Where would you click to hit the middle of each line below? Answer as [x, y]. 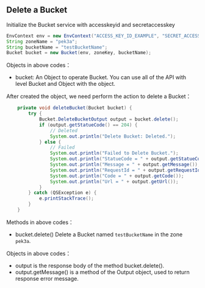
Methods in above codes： [40, 222]
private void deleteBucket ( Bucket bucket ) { [75, 108]
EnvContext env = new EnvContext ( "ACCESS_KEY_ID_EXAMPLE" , [83, 36]
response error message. [47, 278]
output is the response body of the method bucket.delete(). [90, 265]
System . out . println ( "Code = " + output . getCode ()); [117, 176]
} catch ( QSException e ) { [63, 193]
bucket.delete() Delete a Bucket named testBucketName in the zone [99, 234]
